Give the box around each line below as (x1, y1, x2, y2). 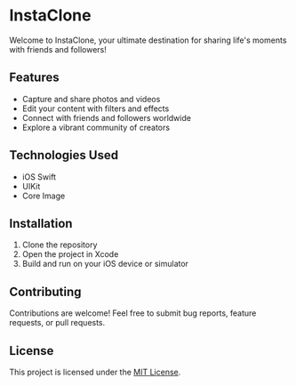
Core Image (21, 190, 66, 201)
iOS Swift (21, 171, 56, 182)
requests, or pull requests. (9, 318, 106, 328)
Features (9, 70, 60, 85)
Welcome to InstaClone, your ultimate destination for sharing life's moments (9, 35, 287, 45)
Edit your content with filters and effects (21, 103, 170, 114)
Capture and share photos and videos (21, 93, 161, 104)
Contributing (9, 284, 82, 299)
